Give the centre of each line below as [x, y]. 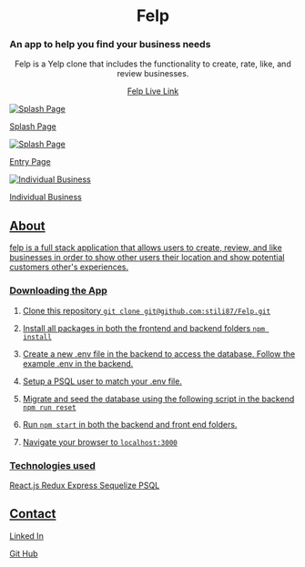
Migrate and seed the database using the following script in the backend [158, 399]
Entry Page [30, 162]
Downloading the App [58, 290]
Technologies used [52, 465]
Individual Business [46, 197]
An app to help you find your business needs [110, 45]
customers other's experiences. [69, 267]
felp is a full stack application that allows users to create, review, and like [146, 248]
